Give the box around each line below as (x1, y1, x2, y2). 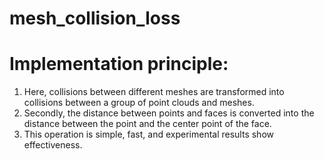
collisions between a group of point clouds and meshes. (23, 97, 255, 109)
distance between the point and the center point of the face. (23, 118, 272, 130)
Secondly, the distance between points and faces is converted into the (23, 107, 315, 119)
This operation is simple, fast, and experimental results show (23, 128, 274, 141)
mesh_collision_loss (9, 7, 181, 30)
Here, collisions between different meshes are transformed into (23, 86, 285, 98)
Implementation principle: (9, 53, 229, 76)
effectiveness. (23, 139, 83, 151)
